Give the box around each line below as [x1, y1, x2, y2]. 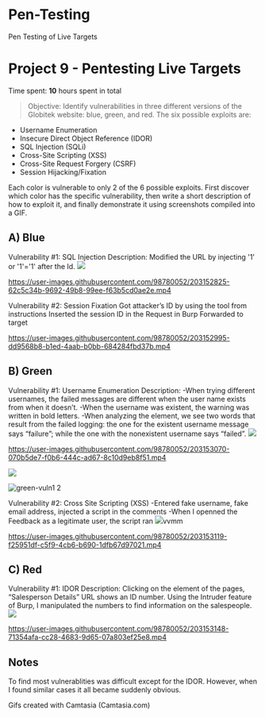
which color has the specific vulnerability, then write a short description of [8, 191, 252, 200]
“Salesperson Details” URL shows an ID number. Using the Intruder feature [8, 592, 252, 602]
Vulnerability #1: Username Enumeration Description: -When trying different [8, 385, 255, 395]
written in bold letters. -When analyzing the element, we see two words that [8, 411, 255, 420]
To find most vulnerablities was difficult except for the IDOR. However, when [8, 677, 258, 686]
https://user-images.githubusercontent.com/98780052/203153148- [8, 624, 229, 634]
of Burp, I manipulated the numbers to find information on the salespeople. [8, 601, 252, 611]
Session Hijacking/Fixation [19, 167, 107, 176]
